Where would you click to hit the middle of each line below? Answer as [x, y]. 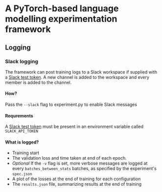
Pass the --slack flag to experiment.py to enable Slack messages [71, 105]
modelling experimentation [61, 19]
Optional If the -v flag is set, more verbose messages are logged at [80, 163]
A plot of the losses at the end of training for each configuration [76, 179]
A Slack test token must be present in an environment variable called [74, 127]
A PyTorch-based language [62, 9]
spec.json [22, 174]
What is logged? [22, 142]
